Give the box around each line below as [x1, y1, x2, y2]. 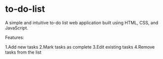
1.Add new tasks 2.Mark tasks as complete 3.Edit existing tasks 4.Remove [5, 44, 155, 50]
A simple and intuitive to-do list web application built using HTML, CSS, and [5, 20, 159, 26]
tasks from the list [5, 49, 42, 55]
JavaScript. [5, 25, 29, 30]
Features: [5, 34, 25, 40]
